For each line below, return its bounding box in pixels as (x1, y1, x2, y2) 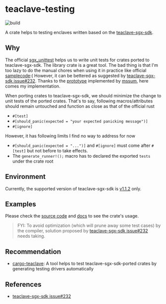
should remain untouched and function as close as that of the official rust (5, 103, 155, 109)
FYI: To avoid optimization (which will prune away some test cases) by (17, 222, 161, 228)
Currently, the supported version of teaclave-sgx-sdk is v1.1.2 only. (5, 185, 142, 191)
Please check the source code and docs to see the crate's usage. (5, 213, 139, 219)
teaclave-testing (5, 3, 75, 15)
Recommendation (5, 247, 61, 256)
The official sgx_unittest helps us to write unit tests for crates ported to (5, 57, 150, 63)
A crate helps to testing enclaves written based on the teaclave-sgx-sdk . (5, 29, 154, 35)
